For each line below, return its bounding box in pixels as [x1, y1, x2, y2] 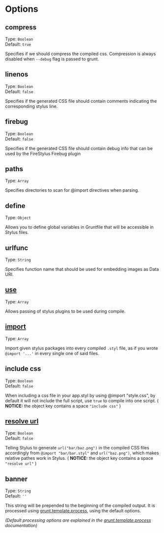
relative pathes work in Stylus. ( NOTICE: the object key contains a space [5, 455, 154, 461]
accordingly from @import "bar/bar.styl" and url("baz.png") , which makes [5, 450, 159, 456]
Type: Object [5, 215, 31, 221]
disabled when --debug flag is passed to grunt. [5, 56, 99, 62]
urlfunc [5, 243, 28, 252]
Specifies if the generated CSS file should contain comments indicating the [5, 98, 157, 104]
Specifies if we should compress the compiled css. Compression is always [5, 51, 156, 57]
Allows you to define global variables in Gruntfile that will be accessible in [5, 224, 154, 230]
